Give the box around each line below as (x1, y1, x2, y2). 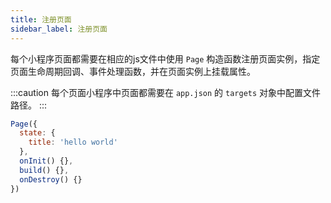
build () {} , (19, 165, 70, 175)
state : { (19, 128, 56, 138)
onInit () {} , (19, 156, 74, 166)
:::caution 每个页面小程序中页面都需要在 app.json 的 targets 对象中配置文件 (10, 86, 322, 98)
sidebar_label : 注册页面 (10, 24, 108, 34)
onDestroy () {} (19, 174, 83, 185)
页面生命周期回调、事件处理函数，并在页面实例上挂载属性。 (10, 65, 256, 77)
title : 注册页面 (10, 14, 72, 25)
